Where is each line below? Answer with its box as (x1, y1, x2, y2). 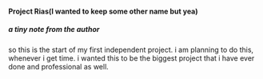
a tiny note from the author (8, 25, 100, 34)
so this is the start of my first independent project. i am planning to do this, (8, 45, 254, 54)
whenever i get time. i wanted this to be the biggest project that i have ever (8, 53, 255, 63)
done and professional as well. (8, 61, 110, 71)
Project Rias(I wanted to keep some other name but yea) (8, 6, 198, 16)
